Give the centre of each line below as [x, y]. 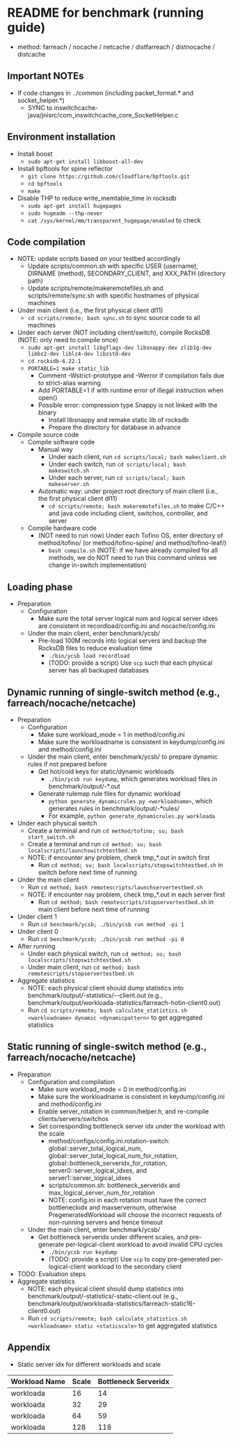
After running [36, 946]
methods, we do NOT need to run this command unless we [132, 558]
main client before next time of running [94, 909]
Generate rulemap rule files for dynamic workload [109, 794]
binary [47, 412]
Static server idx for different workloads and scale [89, 1364]
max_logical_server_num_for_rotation [102, 1192]
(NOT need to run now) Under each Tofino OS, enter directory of [131, 536]
